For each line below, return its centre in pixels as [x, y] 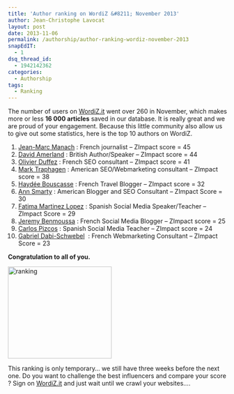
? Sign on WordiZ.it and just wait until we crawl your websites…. [99, 384]
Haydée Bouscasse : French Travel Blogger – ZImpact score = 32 [111, 184]
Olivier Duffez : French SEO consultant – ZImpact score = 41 [104, 162]
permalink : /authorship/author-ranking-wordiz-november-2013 [99, 40]
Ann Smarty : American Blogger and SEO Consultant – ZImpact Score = [120, 192]
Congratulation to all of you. [49, 257]
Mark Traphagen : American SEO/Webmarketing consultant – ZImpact [118, 169]
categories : [25, 72]
